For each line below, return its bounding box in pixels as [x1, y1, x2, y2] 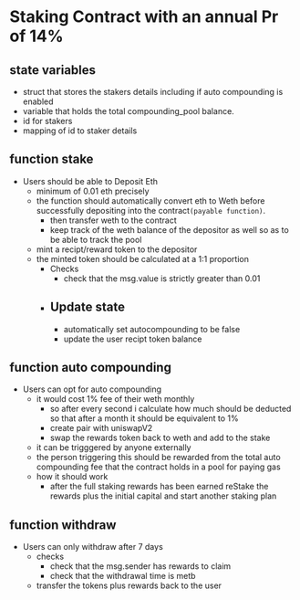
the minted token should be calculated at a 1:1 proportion [36, 253, 249, 264]
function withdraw [9, 517, 117, 532]
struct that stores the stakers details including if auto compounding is [22, 87, 284, 97]
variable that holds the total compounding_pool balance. [22, 106, 234, 116]
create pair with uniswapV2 [49, 423, 153, 434]
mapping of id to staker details [22, 125, 138, 136]
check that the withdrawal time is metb [49, 571, 196, 582]
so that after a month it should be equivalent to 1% [49, 413, 239, 424]
